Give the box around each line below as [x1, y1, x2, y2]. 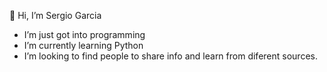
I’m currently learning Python [23, 40, 144, 51]
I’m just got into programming [23, 29, 146, 40]
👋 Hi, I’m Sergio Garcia [9, 10, 102, 21]
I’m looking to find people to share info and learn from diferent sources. [23, 50, 318, 62]
